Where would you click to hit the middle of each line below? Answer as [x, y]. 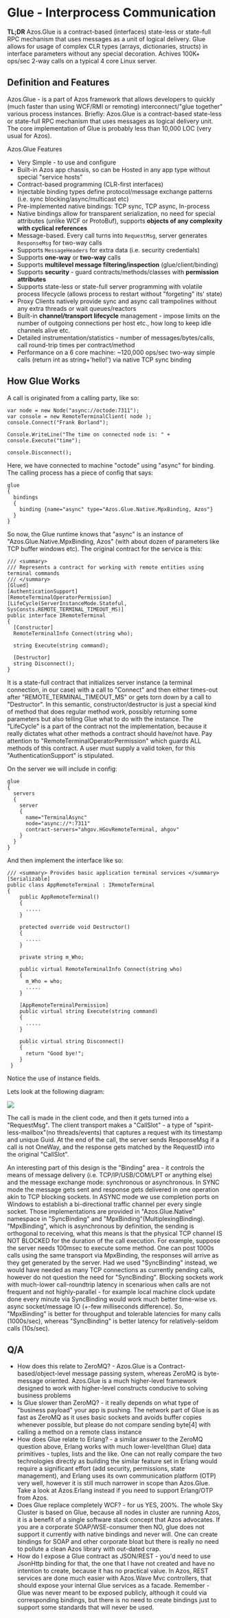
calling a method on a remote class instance [79, 1432]
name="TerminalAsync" [56, 817]
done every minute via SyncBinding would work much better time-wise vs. [112, 1299]
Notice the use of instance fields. [54, 1078]
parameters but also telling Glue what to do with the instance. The [100, 719]
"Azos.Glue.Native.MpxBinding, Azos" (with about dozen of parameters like [113, 541]
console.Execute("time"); [44, 440]
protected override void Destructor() [75, 927]
